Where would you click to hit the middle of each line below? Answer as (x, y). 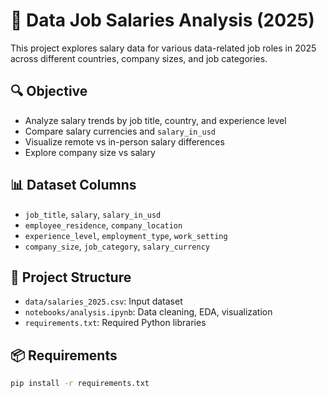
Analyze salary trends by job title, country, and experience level (155, 120)
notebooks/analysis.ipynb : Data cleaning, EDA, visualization (148, 312)
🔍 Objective (49, 91)
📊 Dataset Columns (73, 185)
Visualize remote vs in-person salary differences (124, 141)
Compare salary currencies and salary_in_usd (120, 131)
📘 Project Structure (71, 277)
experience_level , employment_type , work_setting (126, 235)
